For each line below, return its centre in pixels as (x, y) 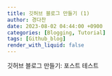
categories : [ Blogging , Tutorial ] (57, 33)
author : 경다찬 (27, 20)
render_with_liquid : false (46, 45)
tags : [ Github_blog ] (37, 39)
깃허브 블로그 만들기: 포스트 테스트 (53, 65)
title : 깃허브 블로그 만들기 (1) (48, 13)
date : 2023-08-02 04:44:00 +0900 (55, 26)
